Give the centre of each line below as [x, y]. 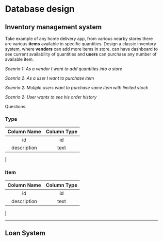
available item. [19, 59]
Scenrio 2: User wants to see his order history [51, 97]
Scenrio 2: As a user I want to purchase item [49, 78]
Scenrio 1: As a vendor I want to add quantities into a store [64, 69]
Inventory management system [53, 27]
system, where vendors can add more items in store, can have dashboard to [81, 49]
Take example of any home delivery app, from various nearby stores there [79, 38]
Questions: [16, 106]
